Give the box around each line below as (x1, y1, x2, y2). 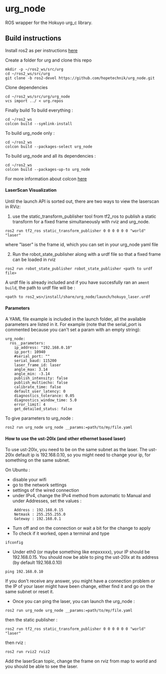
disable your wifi (12, 477, 46, 483)
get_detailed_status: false (14, 407, 72, 412)
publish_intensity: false (14, 376, 68, 381)
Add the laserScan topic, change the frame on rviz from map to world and (5, 658, 157, 664)
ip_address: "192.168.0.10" (14, 345, 72, 351)
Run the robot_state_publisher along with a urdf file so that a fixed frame (12, 251, 161, 257)
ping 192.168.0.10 (5, 569, 43, 574)
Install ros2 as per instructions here (5, 47, 78, 53)
